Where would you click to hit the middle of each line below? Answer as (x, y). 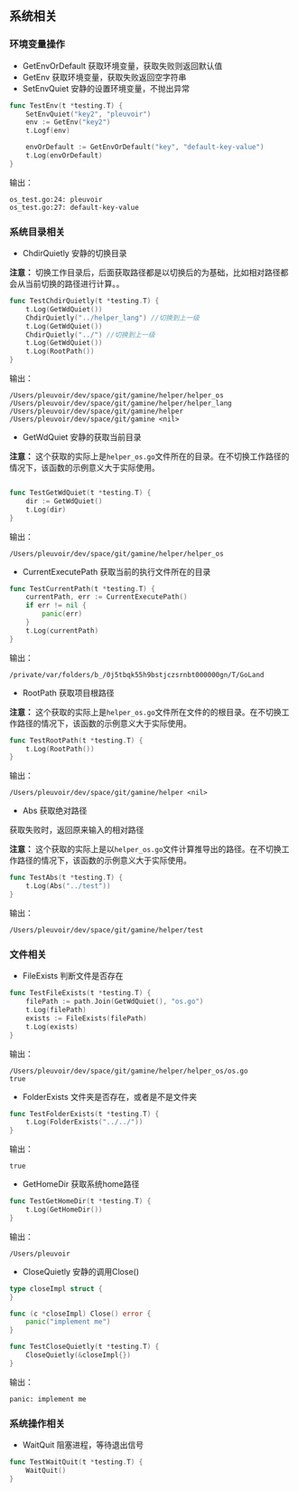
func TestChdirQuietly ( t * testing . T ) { (84, 301)
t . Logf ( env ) (48, 131)
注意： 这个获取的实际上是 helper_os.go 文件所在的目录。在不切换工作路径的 (149, 456)
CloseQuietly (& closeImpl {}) (78, 1355)
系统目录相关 (37, 232)
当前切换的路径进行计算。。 (74, 284)
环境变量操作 (37, 44)
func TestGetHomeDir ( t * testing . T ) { (80, 1201)
